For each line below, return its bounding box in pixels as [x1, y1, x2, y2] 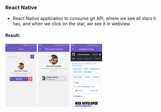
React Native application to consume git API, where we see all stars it [12, 16, 156, 22]
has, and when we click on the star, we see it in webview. [12, 21, 131, 27]
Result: [5, 32, 21, 38]
